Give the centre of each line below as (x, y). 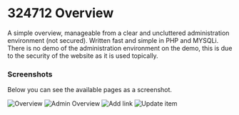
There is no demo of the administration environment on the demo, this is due (120, 48)
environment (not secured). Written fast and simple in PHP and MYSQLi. (113, 40)
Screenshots (30, 74)
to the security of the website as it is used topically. (83, 56)
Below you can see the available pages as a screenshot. (90, 90)
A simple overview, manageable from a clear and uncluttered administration (118, 33)
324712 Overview (61, 13)
